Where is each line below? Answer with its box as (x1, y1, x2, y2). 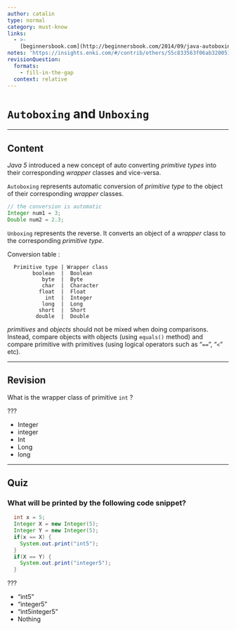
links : (7, 29, 27, 37)
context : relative (13, 75, 68, 83)
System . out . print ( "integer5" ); (20, 560, 112, 567)
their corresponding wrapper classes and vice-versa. (7, 169, 162, 177)
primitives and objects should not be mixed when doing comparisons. (7, 324, 209, 334)
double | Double (35, 313, 90, 320)
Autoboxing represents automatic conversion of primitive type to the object (7, 182, 223, 190)
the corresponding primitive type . (7, 236, 104, 244)
